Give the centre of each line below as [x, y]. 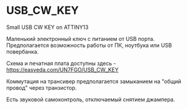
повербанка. [23, 51]
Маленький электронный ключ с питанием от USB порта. [80, 39]
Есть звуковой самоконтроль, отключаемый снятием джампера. [91, 99]
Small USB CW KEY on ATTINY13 [48, 27]
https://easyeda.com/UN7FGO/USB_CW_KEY [63, 69]
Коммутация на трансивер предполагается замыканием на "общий [94, 81]
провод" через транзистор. [42, 87]
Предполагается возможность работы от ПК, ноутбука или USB [89, 45]
